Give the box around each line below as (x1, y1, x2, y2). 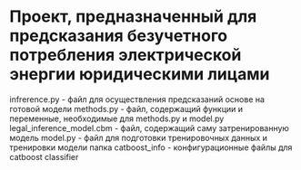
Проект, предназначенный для (9, 6, 257, 27)
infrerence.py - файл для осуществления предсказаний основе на (9, 93, 266, 105)
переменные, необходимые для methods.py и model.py (9, 113, 225, 124)
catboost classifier (9, 151, 79, 162)
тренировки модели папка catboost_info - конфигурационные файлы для (9, 142, 293, 153)
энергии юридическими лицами (9, 64, 270, 85)
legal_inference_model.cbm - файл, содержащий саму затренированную (9, 122, 289, 133)
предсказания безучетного (9, 25, 228, 46)
